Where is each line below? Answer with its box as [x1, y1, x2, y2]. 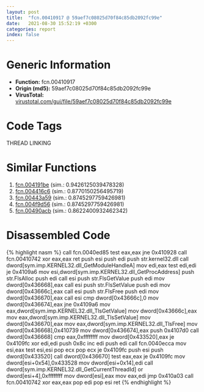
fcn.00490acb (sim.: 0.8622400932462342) [15, 207, 128, 214]
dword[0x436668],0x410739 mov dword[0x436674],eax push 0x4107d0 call [6, 327, 199, 334]
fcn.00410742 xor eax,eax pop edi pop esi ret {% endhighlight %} [6, 379, 172, 386]
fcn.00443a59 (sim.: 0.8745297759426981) [15, 194, 126, 201]
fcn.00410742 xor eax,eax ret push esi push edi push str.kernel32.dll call [6, 255, 189, 262]
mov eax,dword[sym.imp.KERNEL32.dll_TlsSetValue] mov [6, 313, 151, 321]
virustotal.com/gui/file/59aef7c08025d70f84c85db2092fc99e [15, 98, 172, 105]
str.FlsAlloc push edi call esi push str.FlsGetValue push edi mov [6, 275, 165, 282]
